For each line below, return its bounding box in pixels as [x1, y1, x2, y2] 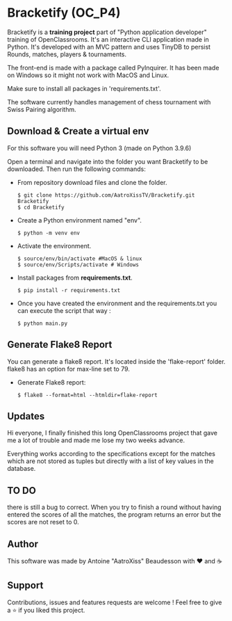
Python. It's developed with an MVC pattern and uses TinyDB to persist [7, 42, 210, 51]
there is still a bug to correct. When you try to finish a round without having [7, 503, 222, 512]
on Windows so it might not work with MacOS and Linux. [7, 71, 169, 79]
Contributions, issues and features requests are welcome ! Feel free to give [7, 598, 222, 606]
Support [7, 579, 44, 592]
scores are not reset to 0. [7, 518, 80, 526]
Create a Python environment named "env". [17, 216, 142, 224]
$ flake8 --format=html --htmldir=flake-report [17, 392, 158, 398]
